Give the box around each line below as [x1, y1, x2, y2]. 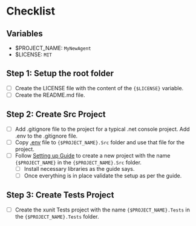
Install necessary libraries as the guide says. [24, 165, 135, 172]
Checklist [6, 4, 56, 18]
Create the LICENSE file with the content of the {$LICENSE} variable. [15, 84, 184, 91]
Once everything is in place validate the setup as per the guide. [24, 172, 182, 179]
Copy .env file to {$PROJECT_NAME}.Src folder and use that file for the [15, 138, 185, 146]
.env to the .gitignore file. [15, 132, 78, 139]
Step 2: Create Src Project [6, 109, 106, 119]
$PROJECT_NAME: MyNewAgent [15, 44, 92, 52]
